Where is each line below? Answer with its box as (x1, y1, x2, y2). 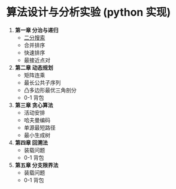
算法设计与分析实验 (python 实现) (6, 5, 171, 19)
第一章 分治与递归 (14, 26, 59, 34)
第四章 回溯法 (14, 139, 48, 146)
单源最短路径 (23, 124, 56, 131)
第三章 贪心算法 (14, 101, 54, 109)
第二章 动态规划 (14, 64, 54, 71)
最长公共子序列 (23, 79, 61, 86)
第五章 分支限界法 (14, 161, 59, 169)
